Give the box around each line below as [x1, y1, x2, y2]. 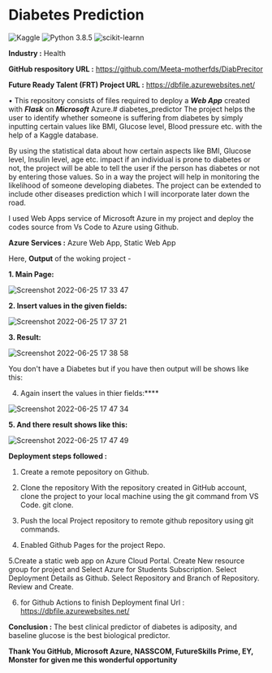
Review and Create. [8, 581, 74, 591]
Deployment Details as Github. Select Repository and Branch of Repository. [8, 573, 260, 583]
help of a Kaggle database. [8, 130, 99, 140]
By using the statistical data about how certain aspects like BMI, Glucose [8, 145, 252, 155]
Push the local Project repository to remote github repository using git [19, 515, 254, 525]
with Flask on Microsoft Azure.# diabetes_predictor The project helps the [8, 104, 256, 114]
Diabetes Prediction [8, 6, 145, 24]
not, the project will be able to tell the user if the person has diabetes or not [8, 163, 260, 172]
